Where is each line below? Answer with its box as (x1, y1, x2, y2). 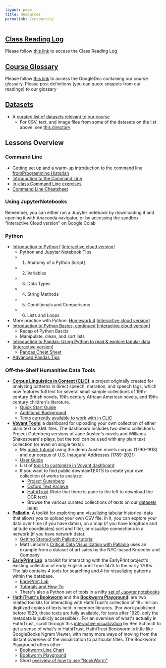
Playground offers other (12, 642, 61, 648)
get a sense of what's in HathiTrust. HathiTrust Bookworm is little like (12, 626, 153, 632)
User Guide (19, 457, 43, 463)
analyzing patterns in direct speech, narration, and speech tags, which (12, 383, 157, 390)
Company (19, 552, 40, 558)
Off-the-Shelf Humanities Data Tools (5, 367, 96, 374)
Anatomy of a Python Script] (27, 260, 85, 266)
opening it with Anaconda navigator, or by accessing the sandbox (5, 214, 139, 221)
